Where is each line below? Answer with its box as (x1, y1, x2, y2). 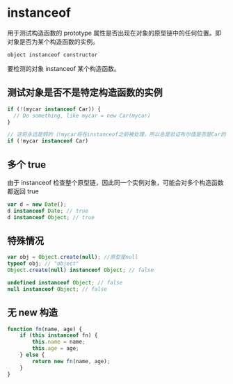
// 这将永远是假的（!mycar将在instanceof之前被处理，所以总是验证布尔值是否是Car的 (7, 131, 226, 138)
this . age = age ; (32, 345, 79, 352)
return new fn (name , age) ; (32, 358, 111, 365)
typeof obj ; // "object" (7, 260, 79, 267)
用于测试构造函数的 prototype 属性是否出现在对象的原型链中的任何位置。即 (7, 29, 222, 37)
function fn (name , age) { (7, 326, 82, 333)
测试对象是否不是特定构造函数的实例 (7, 87, 163, 99)
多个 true (7, 159, 47, 170)
